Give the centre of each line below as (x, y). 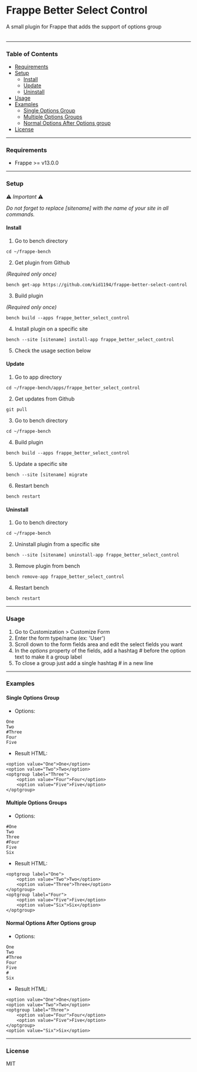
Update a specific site (41, 464)
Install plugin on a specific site (51, 329)
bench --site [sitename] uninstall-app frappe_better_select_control (93, 555)
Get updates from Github (45, 399)
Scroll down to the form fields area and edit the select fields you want (98, 644)
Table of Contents (32, 54)
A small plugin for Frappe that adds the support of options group (84, 27)
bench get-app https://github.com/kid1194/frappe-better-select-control (97, 284)
